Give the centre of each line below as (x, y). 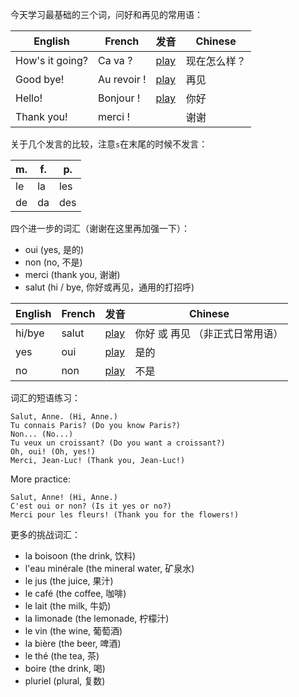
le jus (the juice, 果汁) (69, 581)
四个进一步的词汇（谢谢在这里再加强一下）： (100, 228)
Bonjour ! (119, 98)
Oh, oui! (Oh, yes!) (53, 452)
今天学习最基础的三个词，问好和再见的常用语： (106, 14)
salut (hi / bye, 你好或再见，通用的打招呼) (109, 287)
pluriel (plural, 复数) (65, 681)
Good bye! (40, 79)
